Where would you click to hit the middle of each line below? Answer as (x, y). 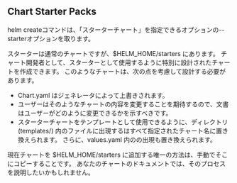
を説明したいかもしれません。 (51, 172)
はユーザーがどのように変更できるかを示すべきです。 (95, 113)
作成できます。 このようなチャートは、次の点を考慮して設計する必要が (122, 71)
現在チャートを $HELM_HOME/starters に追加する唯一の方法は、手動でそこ (118, 155)
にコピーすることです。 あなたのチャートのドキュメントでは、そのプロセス (116, 163)
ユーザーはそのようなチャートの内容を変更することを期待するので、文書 (123, 104)
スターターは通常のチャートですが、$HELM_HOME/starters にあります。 (114, 53)
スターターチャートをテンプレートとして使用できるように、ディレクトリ (123, 122)
